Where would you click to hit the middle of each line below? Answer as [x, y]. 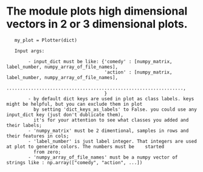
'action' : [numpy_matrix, [138, 72]
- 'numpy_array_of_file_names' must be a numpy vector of [103, 157]
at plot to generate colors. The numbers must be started [85, 146]
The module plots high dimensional [97, 11]
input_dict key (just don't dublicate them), [65, 115]
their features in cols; [38, 136]
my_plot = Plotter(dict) [46, 40]
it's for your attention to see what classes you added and [111, 120]
